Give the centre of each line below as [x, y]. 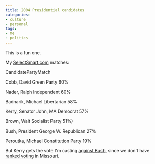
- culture [16, 19]
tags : [11, 29]
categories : [18, 15]
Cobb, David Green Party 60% [37, 82]
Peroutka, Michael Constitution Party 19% [48, 141]
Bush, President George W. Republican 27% [51, 131]
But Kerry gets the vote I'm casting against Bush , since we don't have [77, 150]
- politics [17, 38]
